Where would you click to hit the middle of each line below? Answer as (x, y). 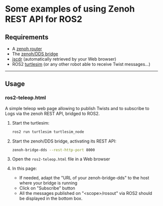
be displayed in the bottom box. (51, 198)
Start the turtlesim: (31, 123)
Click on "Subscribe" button (47, 188)
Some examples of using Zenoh (70, 9)
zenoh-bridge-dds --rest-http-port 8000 (53, 150)
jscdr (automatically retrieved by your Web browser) (64, 59)
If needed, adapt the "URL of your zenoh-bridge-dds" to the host (84, 178)
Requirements (27, 37)
